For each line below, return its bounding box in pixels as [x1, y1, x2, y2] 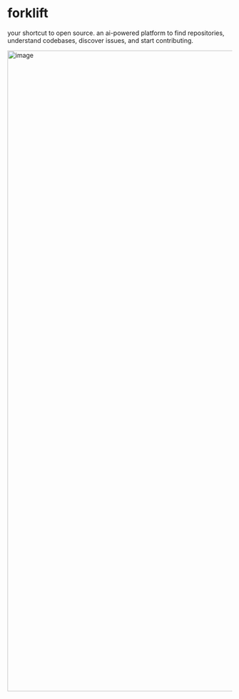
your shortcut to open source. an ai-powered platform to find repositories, [7, 29, 225, 37]
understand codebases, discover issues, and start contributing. [7, 36, 194, 44]
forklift [7, 5, 49, 21]
